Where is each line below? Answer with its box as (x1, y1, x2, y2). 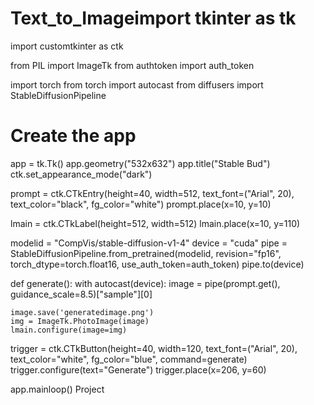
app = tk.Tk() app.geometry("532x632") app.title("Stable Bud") (10, 157, 271, 169)
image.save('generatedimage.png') (10, 307, 155, 317)
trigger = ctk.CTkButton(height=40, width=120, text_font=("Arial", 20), (10, 342, 298, 354)
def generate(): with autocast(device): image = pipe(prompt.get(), (10, 277, 281, 289)
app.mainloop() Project (10, 383, 105, 395)
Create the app (10, 125, 137, 147)
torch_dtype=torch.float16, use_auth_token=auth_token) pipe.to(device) (10, 258, 305, 270)
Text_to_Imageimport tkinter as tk (10, 7, 297, 30)
